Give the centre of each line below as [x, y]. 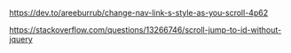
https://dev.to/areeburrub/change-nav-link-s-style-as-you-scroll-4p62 [139, 13]
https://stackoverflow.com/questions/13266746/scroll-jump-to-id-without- [145, 30]
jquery [21, 39]
